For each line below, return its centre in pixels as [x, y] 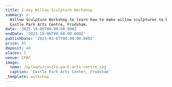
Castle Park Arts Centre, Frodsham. [49, 24]
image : [12, 62]
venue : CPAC [18, 58]
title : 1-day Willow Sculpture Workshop [49, 10]
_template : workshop [27, 77]
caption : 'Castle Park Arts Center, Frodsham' [60, 72]
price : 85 [16, 43]
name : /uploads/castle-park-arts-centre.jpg [58, 67]
